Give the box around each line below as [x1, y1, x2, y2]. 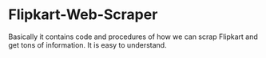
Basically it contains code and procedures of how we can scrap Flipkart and [8, 32, 258, 41]
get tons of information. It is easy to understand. [8, 40, 167, 49]
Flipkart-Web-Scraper [8, 6, 158, 24]
